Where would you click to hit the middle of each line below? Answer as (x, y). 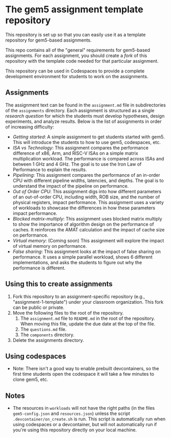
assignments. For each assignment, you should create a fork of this (76, 56)
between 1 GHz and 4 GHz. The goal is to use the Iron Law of (77, 164)
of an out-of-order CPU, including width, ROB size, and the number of (86, 197)
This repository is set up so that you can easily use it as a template (76, 34)
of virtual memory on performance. (50, 246)
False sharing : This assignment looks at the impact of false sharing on (87, 251)
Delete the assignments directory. (48, 340)
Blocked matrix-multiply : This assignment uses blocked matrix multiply (87, 218)
